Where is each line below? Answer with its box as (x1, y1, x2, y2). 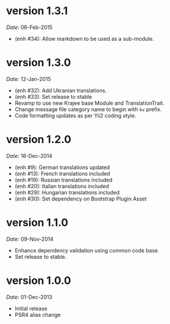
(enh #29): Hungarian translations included (14, 189, 120, 196)
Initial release (14, 304, 47, 312)
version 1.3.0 (6, 56, 71, 69)
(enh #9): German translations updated (14, 164, 110, 171)
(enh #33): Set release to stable (14, 93, 92, 100)
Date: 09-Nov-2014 (6, 235, 54, 242)
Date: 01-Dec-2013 (6, 293, 53, 300)
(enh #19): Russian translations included (14, 176, 113, 183)
